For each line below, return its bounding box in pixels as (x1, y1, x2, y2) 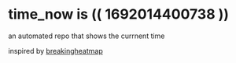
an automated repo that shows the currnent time (8, 31, 165, 40)
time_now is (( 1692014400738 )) (8, 5, 230, 23)
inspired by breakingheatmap (8, 46, 104, 55)
